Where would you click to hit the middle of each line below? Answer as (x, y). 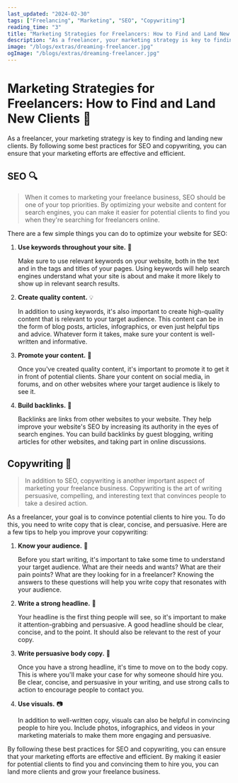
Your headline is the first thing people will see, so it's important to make (122, 617)
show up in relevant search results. (69, 283)
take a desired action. (56, 503)
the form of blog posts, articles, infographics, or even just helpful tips (118, 326)
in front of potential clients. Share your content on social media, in (114, 376)
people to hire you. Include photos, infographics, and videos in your (116, 728)
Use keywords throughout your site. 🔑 (75, 247)
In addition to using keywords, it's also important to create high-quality (121, 311)
